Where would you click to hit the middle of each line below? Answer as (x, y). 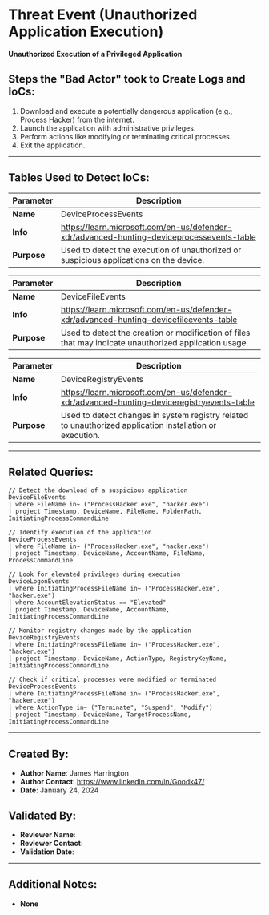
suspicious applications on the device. (132, 260)
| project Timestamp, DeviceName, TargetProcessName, (100, 715)
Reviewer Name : (48, 834)
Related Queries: (51, 472)
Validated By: (42, 815)
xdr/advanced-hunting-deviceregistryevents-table (157, 402)
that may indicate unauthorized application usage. (155, 342)
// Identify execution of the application (80, 533)
